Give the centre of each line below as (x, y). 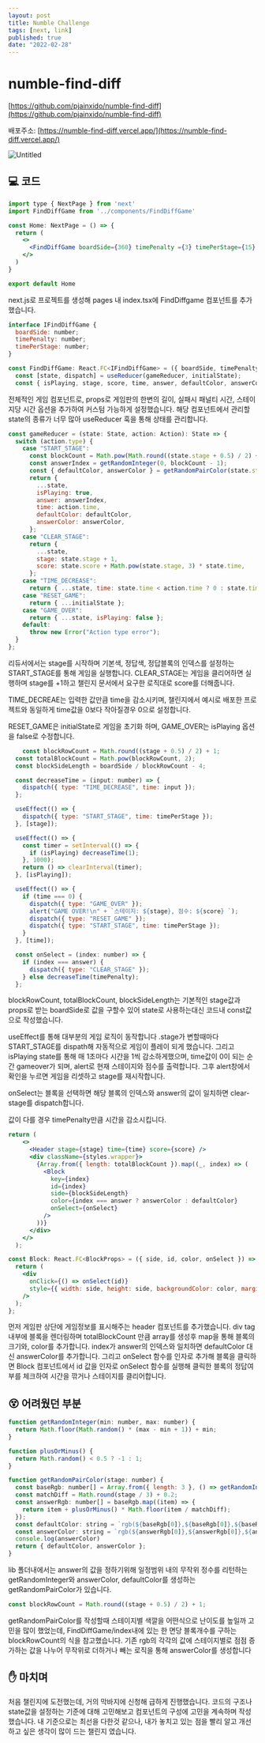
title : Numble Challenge (49, 23)
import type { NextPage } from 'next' (72, 204)
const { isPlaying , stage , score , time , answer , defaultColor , (121, 383)
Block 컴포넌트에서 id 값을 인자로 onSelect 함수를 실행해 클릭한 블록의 (125, 1366)
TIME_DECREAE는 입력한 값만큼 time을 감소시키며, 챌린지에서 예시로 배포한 (125, 700)
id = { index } (68, 1187)
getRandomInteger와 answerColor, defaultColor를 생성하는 (102, 1580)
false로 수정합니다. (45, 736)
